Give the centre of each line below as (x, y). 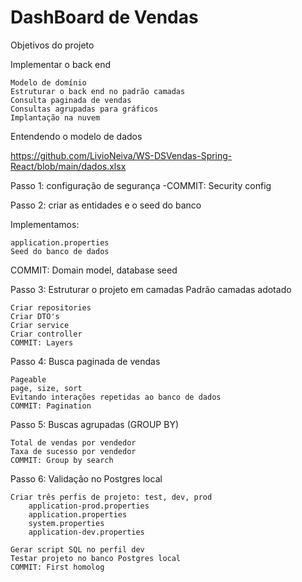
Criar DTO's (35, 316)
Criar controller (46, 334)
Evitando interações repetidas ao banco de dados (116, 397)
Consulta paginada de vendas (71, 100)
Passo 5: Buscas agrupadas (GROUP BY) (95, 424)
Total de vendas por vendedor (73, 442)
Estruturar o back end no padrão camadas (98, 91)
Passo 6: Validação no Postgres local (86, 478)
